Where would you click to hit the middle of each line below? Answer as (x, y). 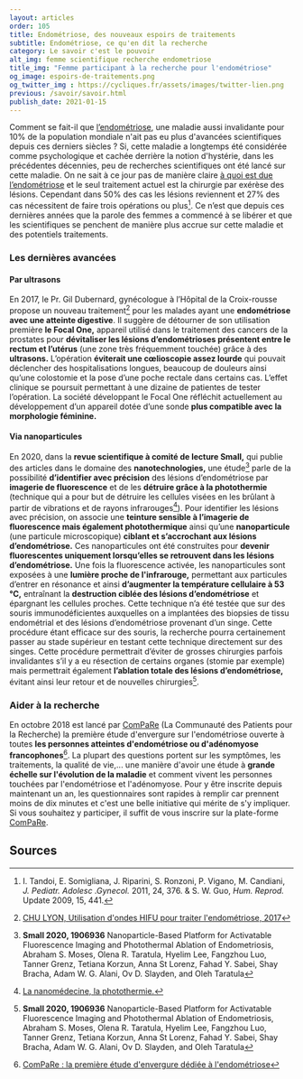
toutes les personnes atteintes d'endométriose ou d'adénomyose (134, 744)
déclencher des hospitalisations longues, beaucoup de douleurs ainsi (138, 367)
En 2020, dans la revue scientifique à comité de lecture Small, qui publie (146, 457)
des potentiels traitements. (59, 235)
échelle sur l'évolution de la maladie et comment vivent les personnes (141, 774)
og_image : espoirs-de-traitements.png (82, 77)
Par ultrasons (35, 279)
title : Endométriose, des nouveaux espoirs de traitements (123, 34)
